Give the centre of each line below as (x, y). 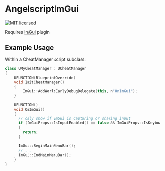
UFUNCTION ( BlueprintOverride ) (45, 78)
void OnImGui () (29, 109)
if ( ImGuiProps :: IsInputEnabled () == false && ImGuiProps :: (81, 123)
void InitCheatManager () (39, 82)
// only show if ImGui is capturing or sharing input (74, 118)
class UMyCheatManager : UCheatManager (46, 68)
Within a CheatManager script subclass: (45, 59)
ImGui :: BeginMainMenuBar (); (47, 146)
